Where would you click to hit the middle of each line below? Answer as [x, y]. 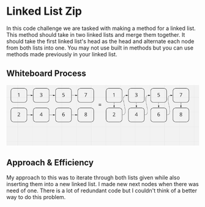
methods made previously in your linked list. [62, 54]
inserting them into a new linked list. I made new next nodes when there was [102, 184]
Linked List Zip [44, 11]
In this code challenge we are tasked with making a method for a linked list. [101, 28]
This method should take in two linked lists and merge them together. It [96, 34]
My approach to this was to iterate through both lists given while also [93, 177]
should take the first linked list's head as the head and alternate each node [100, 41]
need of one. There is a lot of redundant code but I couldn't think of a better [102, 190]
